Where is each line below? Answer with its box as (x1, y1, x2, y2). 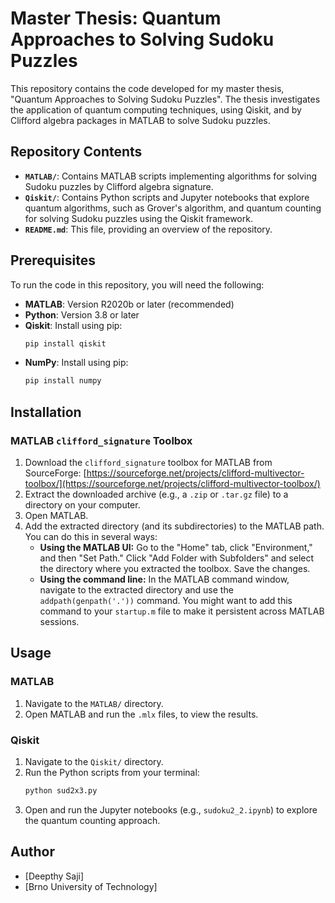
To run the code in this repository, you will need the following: (10, 278, 265, 291)
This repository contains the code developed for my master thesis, (10, 82, 285, 94)
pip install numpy (24, 376, 102, 386)
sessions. (39, 616, 80, 627)
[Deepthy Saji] (24, 870, 85, 882)
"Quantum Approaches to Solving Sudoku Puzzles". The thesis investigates (10, 93, 321, 105)
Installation (10, 403, 82, 421)
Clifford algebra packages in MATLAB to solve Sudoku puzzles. (10, 114, 271, 126)
